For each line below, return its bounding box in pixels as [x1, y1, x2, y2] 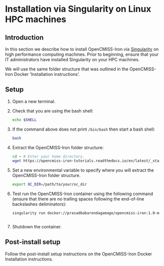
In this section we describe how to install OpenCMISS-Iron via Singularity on [5, 46, 159, 52]
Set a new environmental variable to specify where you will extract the [12, 167, 154, 173]
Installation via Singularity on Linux [5, 3, 151, 15]
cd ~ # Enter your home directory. [12, 154, 85, 159]
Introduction [5, 33, 44, 42]
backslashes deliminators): [12, 201, 67, 207]
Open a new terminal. [12, 98, 56, 104]
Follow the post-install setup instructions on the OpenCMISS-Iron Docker [5, 251, 152, 257]
